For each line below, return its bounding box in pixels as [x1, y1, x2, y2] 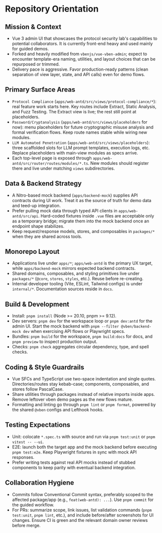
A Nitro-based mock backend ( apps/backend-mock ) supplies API [12, 192, 138, 198]
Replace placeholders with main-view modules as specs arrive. [12, 150, 138, 156]
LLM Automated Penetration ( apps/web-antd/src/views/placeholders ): [12, 140, 150, 145]
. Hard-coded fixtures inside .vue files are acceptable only [38, 213, 154, 219]
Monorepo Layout [5, 248, 59, 256]
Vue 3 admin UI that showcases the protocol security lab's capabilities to [12, 35, 158, 41]
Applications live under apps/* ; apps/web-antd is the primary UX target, [12, 260, 153, 266]
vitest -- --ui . [12, 439, 44, 444]
